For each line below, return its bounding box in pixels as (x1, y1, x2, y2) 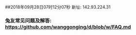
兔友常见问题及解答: (5, 17, 52, 24)
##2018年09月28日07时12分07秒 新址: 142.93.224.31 (5, 4, 111, 10)
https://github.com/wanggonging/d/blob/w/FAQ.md (5, 23, 131, 30)
